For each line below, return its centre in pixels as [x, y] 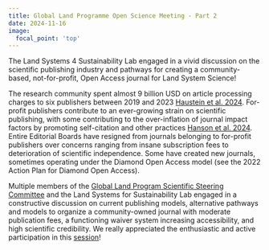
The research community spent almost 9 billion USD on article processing [130, 94]
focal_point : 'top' [48, 38]
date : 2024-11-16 [37, 23]
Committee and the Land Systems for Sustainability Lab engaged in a [122, 195]
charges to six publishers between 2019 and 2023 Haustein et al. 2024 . [126, 102]
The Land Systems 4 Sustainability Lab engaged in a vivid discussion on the [134, 61]
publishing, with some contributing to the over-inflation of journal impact [128, 119]
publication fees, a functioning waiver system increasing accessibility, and [131, 220]
